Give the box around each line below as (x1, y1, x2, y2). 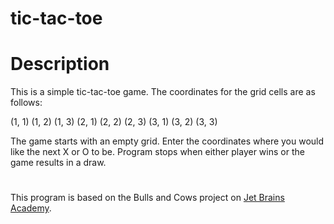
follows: (10, 97, 43, 109)
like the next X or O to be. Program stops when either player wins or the (10, 146, 305, 158)
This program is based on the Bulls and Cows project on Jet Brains (10, 192, 285, 204)
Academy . (10, 202, 52, 214)
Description (10, 53, 110, 76)
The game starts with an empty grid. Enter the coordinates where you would (10, 135, 325, 147)
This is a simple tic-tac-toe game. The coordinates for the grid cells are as (10, 86, 316, 98)
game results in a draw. (10, 157, 107, 169)
